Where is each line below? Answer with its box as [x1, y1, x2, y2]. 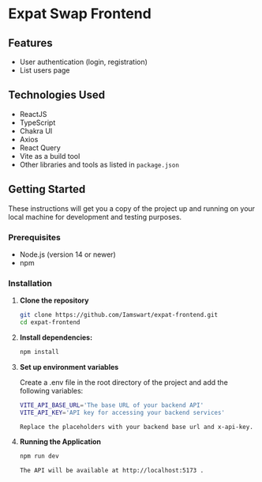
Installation [8, 277, 53, 288]
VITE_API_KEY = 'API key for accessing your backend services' [19, 409, 226, 416]
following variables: [19, 386, 84, 395]
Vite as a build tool [19, 151, 80, 160]
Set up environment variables [19, 362, 119, 371]
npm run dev [19, 452, 59, 461]
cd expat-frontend [19, 318, 80, 326]
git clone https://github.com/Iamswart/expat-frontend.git [19, 311, 219, 319]
